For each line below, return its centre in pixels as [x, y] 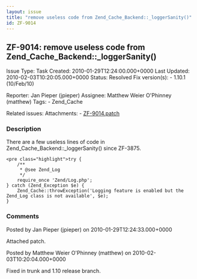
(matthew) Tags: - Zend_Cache [44, 102]
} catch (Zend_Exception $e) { [45, 186]
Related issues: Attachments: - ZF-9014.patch [63, 113]
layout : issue [24, 12]
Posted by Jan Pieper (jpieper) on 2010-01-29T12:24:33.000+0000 [89, 229]
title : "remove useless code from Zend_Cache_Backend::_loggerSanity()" [99, 17]
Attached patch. [26, 241]
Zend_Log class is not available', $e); [58, 196]
